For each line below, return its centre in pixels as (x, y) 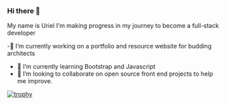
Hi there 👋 (24, 11)
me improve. (35, 81)
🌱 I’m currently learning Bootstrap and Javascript (86, 67)
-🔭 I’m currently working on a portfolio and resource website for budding (110, 46)
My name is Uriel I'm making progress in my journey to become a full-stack (113, 26)
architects (21, 53)
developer (22, 33)
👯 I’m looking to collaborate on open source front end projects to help (115, 74)
